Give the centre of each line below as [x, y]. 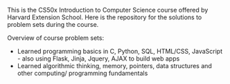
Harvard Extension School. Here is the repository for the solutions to [105, 17]
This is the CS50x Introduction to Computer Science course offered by [108, 10]
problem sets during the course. [53, 24]
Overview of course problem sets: [56, 38]
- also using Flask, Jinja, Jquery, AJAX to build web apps [98, 59]
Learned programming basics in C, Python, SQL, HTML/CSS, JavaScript [120, 51]
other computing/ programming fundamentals [82, 73]
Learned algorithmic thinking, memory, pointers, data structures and [115, 66]
